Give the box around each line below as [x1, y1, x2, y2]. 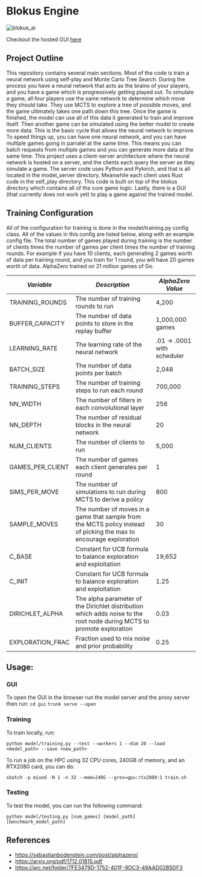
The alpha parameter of [75, 594, 142, 603]
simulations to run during [75, 487, 146, 496]
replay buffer [75, 327, 112, 335]
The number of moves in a [75, 505, 150, 513]
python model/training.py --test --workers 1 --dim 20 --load [6, 740, 165, 746]
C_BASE [9, 552, 32, 561]
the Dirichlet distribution [75, 602, 144, 610]
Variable [26, 280, 52, 289]
